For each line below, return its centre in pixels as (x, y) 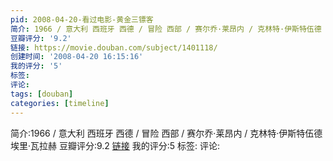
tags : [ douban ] (42, 94)
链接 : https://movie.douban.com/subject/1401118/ (114, 47)
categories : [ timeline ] (60, 103)
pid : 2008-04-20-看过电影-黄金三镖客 (82, 19)
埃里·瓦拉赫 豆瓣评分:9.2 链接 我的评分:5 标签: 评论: (115, 145)
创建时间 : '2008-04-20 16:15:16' (77, 57)
